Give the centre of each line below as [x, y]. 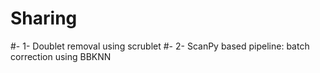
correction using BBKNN [61, 56]
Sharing [44, 18]
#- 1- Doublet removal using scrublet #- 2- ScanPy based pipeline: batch [160, 46]
